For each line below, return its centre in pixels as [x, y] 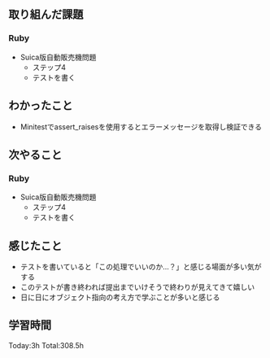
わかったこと [41, 105]
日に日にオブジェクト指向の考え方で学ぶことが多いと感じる [120, 297]
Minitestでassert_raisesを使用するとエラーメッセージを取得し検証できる [141, 127]
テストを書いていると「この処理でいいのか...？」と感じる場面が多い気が [141, 266]
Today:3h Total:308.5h [46, 345]
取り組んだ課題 [46, 15]
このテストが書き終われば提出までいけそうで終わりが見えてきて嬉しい [137, 287]
